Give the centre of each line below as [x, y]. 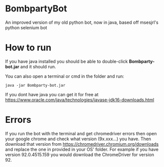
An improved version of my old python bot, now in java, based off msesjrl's [82, 22]
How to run [28, 48]
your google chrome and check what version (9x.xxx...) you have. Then [78, 139]
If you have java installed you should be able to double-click [67, 61]
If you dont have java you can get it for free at [52, 94]
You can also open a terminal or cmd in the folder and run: [65, 76]
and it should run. [38, 66]
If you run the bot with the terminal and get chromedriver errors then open [81, 133]
